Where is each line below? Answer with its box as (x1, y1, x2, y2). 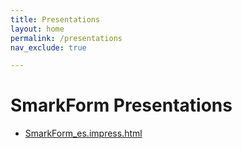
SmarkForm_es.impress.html (24, 127, 143, 140)
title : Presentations (10, 14, 101, 25)
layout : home (10, 24, 65, 34)
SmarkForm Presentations (10, 94, 233, 117)
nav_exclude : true (10, 42, 87, 53)
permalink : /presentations (10, 33, 123, 43)
